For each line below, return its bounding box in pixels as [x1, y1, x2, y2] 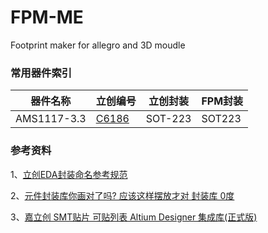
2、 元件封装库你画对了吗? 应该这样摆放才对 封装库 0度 [10, 189, 235, 201]
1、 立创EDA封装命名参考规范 [10, 168, 128, 180]
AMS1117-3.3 [15, 112, 87, 126]
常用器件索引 [10, 66, 73, 80]
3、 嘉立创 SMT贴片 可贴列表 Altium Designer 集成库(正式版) [10, 211, 258, 223]
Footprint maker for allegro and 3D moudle [10, 39, 186, 51]
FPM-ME [10, 6, 84, 29]
